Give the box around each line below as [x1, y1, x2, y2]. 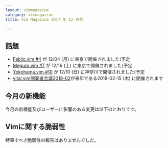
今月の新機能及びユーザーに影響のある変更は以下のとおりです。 [5, 106, 139, 112]
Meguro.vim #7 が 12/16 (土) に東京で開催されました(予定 [12, 62, 133, 69]
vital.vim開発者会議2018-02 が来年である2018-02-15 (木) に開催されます [12, 75, 163, 82]
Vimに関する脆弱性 [5, 122, 65, 131]
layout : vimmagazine [5, 7, 50, 13]
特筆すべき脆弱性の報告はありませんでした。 [5, 137, 99, 143]
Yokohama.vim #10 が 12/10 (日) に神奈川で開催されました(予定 [12, 69, 145, 75]
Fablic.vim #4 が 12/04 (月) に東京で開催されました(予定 [12, 56, 130, 62]
